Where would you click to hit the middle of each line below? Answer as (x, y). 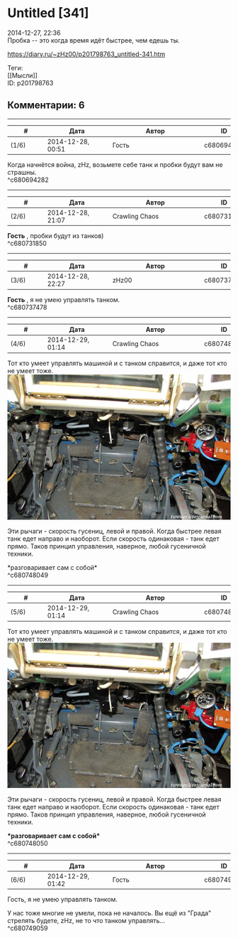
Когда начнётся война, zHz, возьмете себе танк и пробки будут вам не (115, 165)
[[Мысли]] (22, 75)
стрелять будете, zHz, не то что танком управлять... (86, 921)
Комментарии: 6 (46, 106)
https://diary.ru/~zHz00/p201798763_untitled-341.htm (86, 54)
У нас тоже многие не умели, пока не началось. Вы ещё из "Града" (109, 913)
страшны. (22, 172)
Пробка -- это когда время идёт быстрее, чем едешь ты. (94, 40)
